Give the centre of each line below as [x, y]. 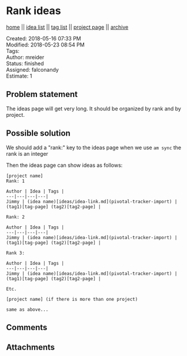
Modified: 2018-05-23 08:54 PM [46, 45]
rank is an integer [27, 153]
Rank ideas [34, 11]
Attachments [31, 347]
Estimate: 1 [19, 76]
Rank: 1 [16, 181]
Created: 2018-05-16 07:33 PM [44, 38]
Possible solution [38, 133]
